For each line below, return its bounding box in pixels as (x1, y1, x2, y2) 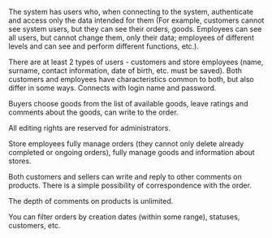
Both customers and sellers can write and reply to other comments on (8, 172, 242, 181)
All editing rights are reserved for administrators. (8, 123, 171, 132)
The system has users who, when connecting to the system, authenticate (8, 7, 254, 16)
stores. (8, 156, 32, 166)
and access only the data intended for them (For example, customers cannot (8, 15, 265, 25)
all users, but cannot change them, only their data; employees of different (8, 32, 254, 42)
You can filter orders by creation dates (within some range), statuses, (8, 212, 240, 222)
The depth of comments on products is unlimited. (8, 197, 174, 206)
